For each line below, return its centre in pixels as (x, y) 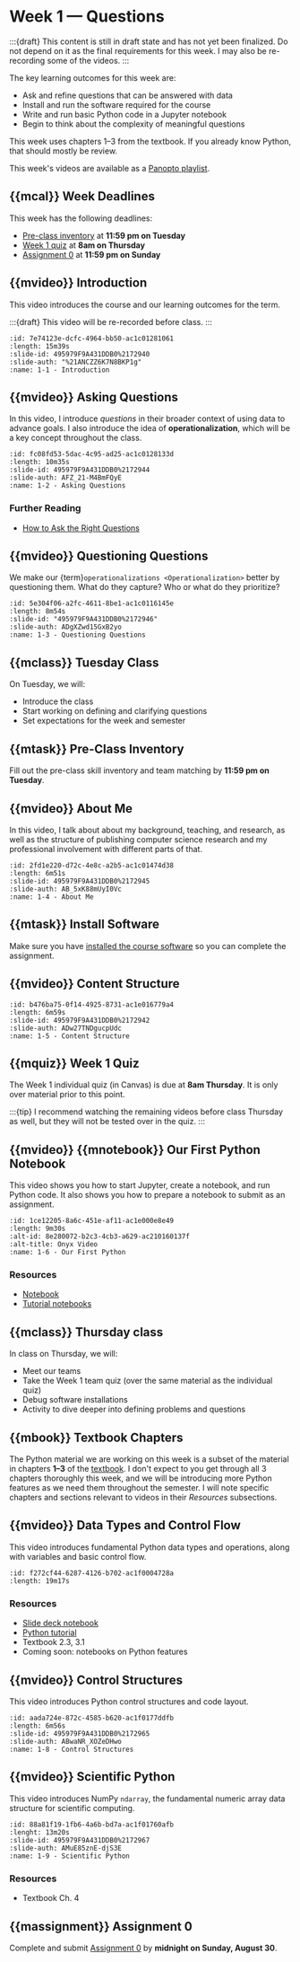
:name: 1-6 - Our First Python (68, 1253)
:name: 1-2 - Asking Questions (68, 486)
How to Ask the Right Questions (81, 528)
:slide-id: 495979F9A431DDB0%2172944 (80, 470)
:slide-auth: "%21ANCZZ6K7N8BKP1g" (76, 362)
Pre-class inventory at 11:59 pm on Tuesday (104, 235)
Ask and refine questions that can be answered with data (127, 95)
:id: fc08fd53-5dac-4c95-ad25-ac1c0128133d (92, 454)
